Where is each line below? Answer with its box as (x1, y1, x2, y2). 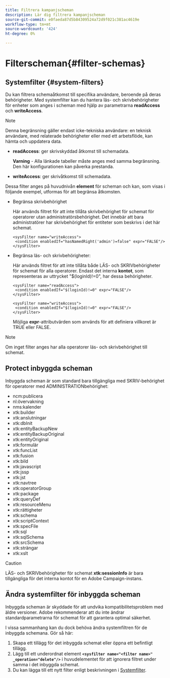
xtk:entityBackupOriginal (12, 431, 64, 437)
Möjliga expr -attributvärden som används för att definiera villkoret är (12, 319, 156, 324)
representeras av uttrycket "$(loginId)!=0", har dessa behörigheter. (12, 273, 153, 279)
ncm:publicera (12, 393, 43, 399)
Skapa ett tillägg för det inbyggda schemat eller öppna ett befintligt (12, 640, 153, 646)
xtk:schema (12, 512, 37, 518)
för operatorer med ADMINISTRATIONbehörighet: (5, 383, 109, 389)
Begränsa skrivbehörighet (12, 198, 67, 205)
